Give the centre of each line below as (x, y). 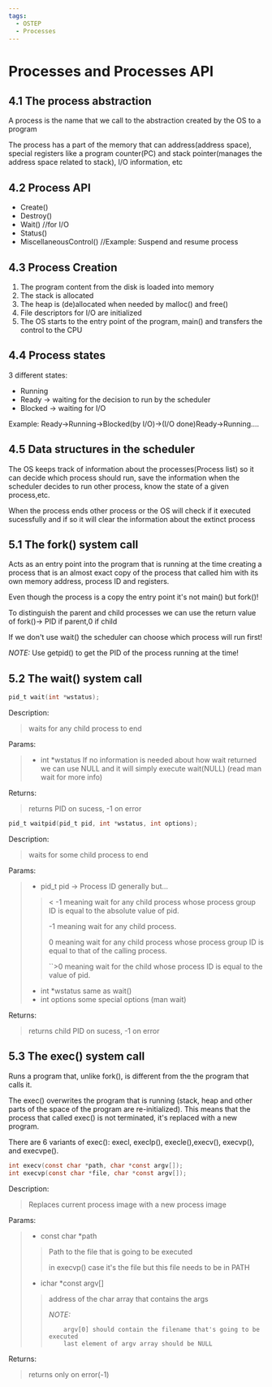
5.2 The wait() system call (75, 678)
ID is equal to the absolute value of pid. (114, 911)
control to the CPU (51, 330)
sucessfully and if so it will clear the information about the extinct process (132, 519)
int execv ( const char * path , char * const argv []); (96, 1165)
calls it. (20, 1084)
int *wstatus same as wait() (86, 991)
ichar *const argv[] (72, 1283)
